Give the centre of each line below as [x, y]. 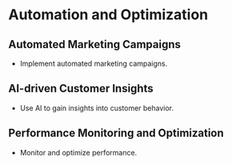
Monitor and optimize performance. [78, 152]
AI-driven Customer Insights [81, 89]
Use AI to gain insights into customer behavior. [97, 108]
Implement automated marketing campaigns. [94, 63]
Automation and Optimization [108, 15]
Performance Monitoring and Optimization [116, 133]
